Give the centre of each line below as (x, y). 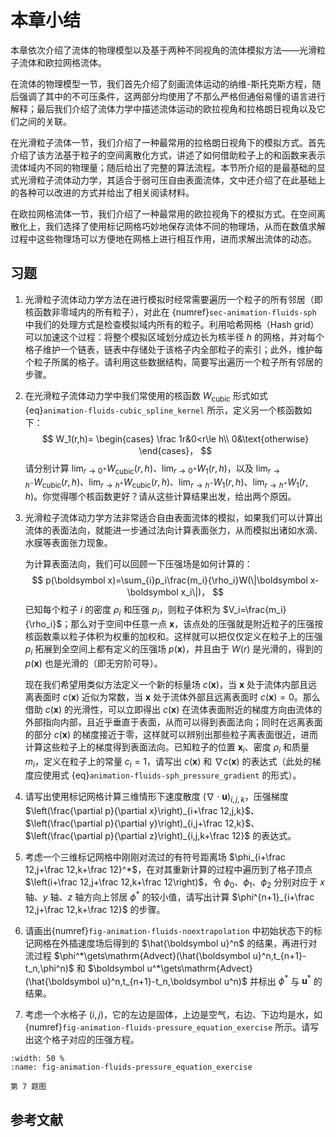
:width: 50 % (37, 1059)
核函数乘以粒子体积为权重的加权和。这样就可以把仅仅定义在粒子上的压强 (173, 636)
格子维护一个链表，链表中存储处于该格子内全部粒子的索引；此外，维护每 (173, 349)
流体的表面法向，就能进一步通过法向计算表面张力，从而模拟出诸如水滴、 (173, 530)
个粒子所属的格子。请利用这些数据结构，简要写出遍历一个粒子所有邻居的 (173, 362)
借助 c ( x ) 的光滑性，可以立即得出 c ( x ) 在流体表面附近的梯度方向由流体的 (173, 709)
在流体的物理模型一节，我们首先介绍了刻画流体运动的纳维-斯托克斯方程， (161, 83)
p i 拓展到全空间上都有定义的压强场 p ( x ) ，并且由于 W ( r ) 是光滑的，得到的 (173, 649)
